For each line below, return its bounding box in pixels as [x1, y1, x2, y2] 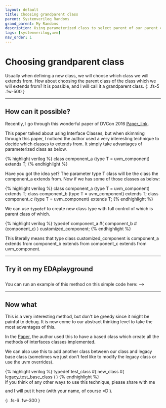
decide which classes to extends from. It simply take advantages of [5, 141, 142, 147]
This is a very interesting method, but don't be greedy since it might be [5, 313, 150, 320]
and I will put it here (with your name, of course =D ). [5, 388, 113, 394]
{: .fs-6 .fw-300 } [5, 398, 41, 404]
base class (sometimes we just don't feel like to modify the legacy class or [5, 354, 157, 360]
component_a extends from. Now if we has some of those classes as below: [5, 175, 160, 181]
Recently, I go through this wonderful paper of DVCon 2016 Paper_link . [5, 120, 149, 126]
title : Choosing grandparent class [5, 12, 79, 17]
